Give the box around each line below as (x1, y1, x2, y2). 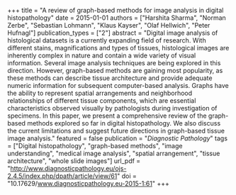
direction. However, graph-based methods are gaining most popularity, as (7, 67, 223, 74)
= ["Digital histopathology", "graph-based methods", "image (7, 142, 183, 150)
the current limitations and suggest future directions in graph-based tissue (7, 127, 225, 135)
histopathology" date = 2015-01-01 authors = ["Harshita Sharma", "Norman (7, 13, 227, 22)
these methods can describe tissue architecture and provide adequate (7, 74, 213, 82)
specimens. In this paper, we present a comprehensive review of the (7, 111, 207, 120)
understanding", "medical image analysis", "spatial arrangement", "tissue (7, 149, 220, 157)
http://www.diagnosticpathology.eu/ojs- (10, 165, 127, 172)
